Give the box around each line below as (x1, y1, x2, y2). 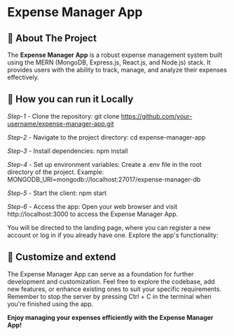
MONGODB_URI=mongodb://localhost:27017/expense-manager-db (7, 175, 201, 183)
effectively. (7, 73, 40, 81)
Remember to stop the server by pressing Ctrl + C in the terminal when (7, 292, 212, 300)
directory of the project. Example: (7, 168, 104, 176)
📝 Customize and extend (7, 251, 116, 263)
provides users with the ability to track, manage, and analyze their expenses (7, 66, 228, 74)
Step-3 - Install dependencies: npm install (7, 147, 128, 155)
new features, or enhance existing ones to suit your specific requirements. (7, 285, 222, 293)
